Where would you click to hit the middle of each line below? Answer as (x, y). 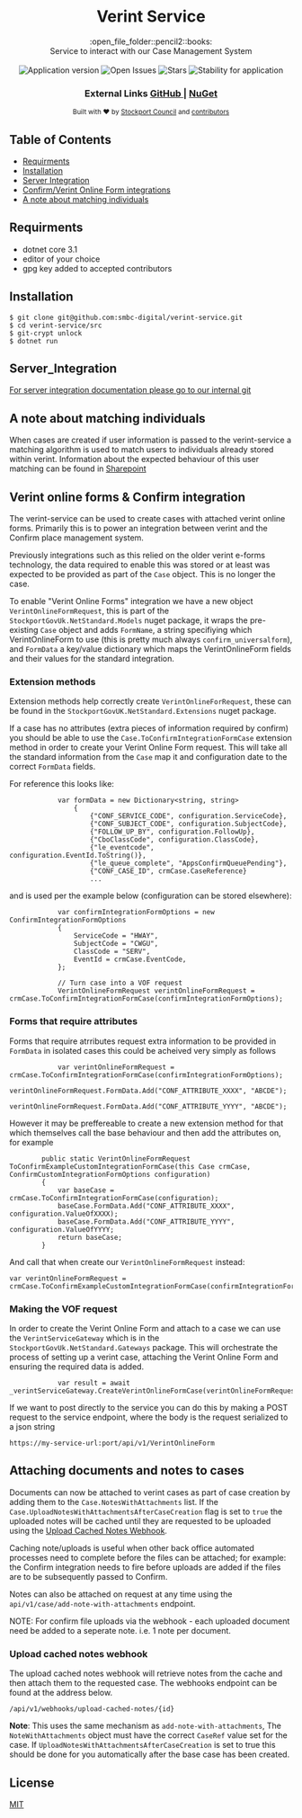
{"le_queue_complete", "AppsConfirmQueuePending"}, (188, 864)
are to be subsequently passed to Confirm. (89, 1576)
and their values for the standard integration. (92, 659)
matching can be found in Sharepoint (78, 468)
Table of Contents (61, 140)
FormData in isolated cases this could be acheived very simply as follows (143, 1050)
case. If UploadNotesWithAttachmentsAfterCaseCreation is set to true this (142, 1745)
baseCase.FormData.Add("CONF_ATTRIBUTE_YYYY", (146, 1221)
